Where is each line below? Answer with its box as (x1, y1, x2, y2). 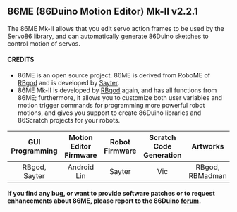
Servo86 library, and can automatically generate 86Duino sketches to (7, 32, 209, 40)
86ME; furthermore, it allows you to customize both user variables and (17, 94, 223, 102)
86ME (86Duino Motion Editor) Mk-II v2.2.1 (7, 6, 199, 18)
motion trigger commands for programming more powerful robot (17, 101, 205, 110)
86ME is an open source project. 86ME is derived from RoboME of (17, 71, 210, 80)
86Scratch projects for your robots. (17, 116, 121, 125)
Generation (143, 151, 182, 161)
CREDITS (7, 56, 35, 64)
